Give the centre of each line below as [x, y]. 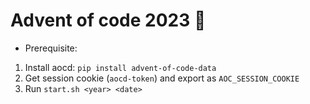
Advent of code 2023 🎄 [108, 20]
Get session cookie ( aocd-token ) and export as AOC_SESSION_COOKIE [162, 78]
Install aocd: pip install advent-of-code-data [120, 67]
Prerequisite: [51, 48]
